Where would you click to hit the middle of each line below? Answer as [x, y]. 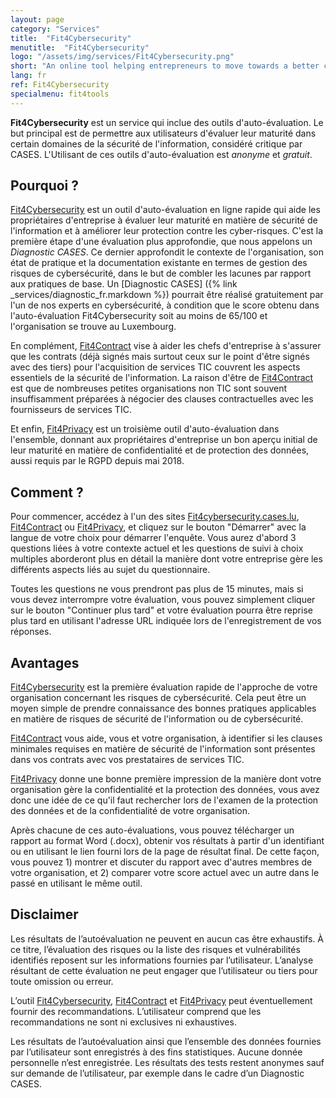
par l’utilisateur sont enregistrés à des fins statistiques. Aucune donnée [156, 1052]
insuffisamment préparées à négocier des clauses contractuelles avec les [162, 399]
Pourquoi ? [45, 186]
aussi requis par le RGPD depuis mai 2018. [97, 461]
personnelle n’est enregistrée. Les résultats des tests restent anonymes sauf [167, 1062]
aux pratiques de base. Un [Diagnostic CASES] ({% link [124, 284]
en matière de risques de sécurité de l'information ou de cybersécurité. [157, 719]
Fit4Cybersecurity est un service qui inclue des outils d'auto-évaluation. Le [167, 122]
